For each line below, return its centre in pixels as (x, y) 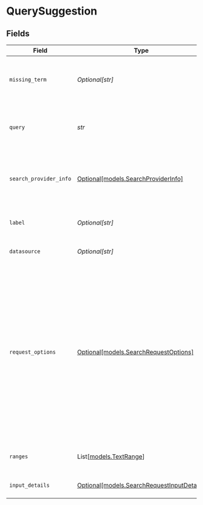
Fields (18, 34)
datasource (25, 252)
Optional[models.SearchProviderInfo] (130, 179)
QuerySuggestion (52, 11)
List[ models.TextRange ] (111, 457)
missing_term (28, 80)
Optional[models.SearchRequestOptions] (135, 352)
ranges (19, 456)
